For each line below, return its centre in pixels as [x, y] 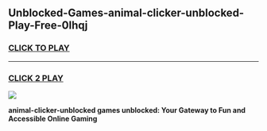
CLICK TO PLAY [39, 48]
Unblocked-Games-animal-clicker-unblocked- [126, 13]
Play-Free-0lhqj [48, 26]
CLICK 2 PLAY [36, 78]
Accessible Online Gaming [53, 118]
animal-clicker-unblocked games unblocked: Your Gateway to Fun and [127, 110]
